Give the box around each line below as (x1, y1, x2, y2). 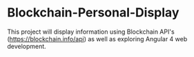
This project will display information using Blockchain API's (7, 27, 175, 36)
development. (7, 42, 46, 50)
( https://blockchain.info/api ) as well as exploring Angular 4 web (7, 34, 188, 43)
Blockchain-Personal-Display (7, 5, 180, 21)
